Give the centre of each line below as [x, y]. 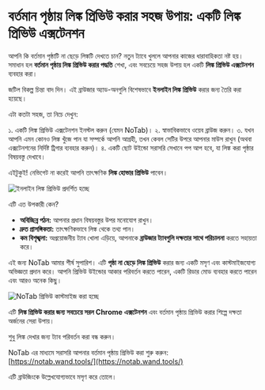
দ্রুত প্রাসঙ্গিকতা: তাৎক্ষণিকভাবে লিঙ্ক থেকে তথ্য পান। [78, 229]
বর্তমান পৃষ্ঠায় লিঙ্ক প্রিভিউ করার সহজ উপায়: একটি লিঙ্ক [125, 16]
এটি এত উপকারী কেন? [34, 204]
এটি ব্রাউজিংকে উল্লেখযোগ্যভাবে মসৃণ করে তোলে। [62, 377]
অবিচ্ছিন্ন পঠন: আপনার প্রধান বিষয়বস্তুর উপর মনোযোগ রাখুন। [87, 220]
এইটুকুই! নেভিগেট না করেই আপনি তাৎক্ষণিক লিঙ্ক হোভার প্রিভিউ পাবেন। [88, 172]
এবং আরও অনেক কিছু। [35, 280]
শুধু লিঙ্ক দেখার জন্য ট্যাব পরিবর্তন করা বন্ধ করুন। [62, 336]
